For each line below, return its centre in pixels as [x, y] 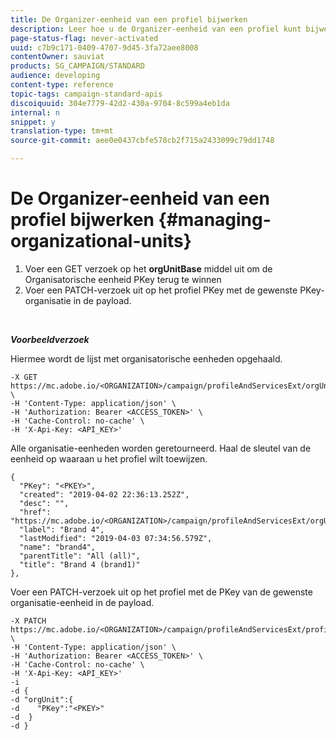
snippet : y [33, 122]
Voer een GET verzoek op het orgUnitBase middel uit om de [148, 268]
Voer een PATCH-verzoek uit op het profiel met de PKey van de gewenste [161, 592]
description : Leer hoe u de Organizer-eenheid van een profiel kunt [156, 29]
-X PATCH [28, 621]
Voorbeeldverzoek [50, 339]
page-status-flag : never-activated [84, 38]
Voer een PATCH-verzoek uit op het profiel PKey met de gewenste [161, 290]
